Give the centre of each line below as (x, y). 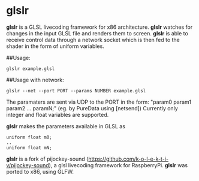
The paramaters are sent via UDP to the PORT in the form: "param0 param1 (99, 102)
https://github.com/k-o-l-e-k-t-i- (128, 159)
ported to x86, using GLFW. (40, 171)
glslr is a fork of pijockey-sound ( (47, 159)
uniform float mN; (29, 147)
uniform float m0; (29, 137)
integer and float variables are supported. (58, 114)
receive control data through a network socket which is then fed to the (93, 40)
